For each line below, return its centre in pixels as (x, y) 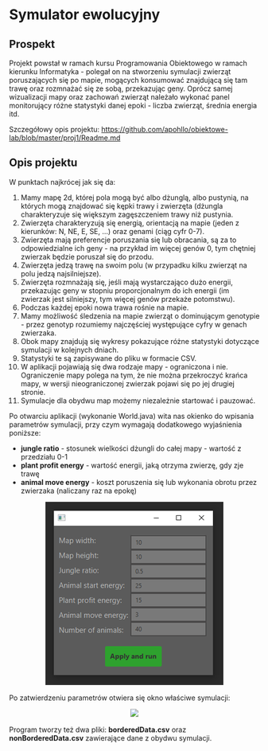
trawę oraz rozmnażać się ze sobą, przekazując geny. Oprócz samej (121, 88)
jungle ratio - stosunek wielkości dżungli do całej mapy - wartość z (131, 448)
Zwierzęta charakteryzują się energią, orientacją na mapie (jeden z (130, 223)
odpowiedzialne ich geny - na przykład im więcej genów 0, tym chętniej (138, 248)
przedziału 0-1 (44, 456)
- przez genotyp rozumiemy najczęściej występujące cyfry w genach (134, 324)
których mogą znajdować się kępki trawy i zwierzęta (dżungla (122, 205)
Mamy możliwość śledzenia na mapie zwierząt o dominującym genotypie (140, 315)
